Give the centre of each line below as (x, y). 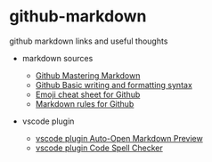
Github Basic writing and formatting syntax (114, 85)
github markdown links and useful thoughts (89, 41)
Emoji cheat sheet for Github (88, 94)
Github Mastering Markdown (88, 75)
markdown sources (57, 58)
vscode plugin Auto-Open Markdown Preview (119, 138)
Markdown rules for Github (85, 103)
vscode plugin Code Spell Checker (99, 148)
